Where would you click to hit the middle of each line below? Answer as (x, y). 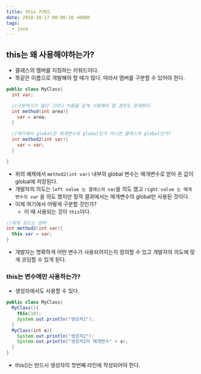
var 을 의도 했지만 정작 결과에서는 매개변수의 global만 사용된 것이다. (110, 196)
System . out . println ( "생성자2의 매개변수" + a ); (73, 341)
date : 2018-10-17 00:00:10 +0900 (48, 17)
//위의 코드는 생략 (26, 223)
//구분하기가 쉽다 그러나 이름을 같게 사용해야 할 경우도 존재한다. (82, 106)
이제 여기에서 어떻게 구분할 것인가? (56, 204)
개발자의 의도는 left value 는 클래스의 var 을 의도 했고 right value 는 (98, 189)
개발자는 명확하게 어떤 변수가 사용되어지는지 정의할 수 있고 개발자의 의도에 (102, 252)
